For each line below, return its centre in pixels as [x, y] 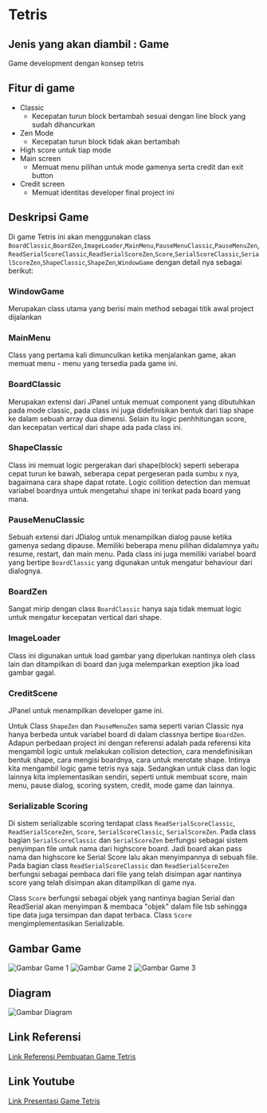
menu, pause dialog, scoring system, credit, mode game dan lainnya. [122, 785]
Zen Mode [37, 132]
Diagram [30, 993]
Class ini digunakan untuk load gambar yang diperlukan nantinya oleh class [132, 655]
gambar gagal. [32, 673]
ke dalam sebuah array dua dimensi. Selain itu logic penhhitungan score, [128, 418]
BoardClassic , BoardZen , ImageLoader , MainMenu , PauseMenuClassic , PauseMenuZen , [134, 245]
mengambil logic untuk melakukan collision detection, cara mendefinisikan [131, 751]
